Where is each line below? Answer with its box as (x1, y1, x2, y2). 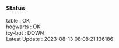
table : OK (6, 17, 30, 24)
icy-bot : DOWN (6, 29, 44, 36)
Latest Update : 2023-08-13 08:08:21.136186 (6, 36, 114, 43)
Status (6, 4, 25, 12)
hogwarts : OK (6, 23, 41, 30)
